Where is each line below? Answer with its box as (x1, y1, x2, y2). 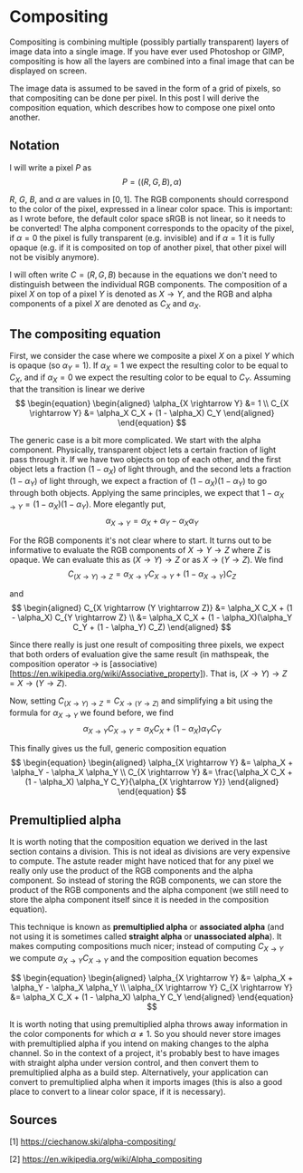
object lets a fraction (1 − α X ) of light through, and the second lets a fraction (9, 463, 291, 477)
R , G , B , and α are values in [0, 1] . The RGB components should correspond (9, 193, 289, 205)
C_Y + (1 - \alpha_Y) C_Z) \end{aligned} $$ (72, 621, 232, 632)
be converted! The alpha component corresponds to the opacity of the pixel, (9, 222, 295, 233)
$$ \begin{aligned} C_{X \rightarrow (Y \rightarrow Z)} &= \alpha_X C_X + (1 (11, 602, 293, 613)
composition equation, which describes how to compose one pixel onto (9, 102, 276, 112)
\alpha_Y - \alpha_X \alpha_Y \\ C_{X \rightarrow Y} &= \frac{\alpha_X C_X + (11, 767, 293, 778)
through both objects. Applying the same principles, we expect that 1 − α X (9, 487, 285, 500)
